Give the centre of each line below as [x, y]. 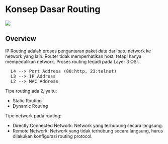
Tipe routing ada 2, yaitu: [31, 91]
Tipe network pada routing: [33, 116]
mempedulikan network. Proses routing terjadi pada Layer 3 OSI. [72, 61]
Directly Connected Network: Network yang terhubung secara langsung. [88, 125]
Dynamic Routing [30, 106]
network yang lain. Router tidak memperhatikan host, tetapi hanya [73, 56]
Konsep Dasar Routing [53, 9]
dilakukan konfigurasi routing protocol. [53, 136]
